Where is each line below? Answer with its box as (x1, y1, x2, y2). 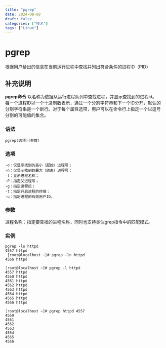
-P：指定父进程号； (5, 179, 40, 184)
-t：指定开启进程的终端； (5, 189, 50, 194)
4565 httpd (5, 296, 28, 301)
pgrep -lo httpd (5, 244, 39, 249)
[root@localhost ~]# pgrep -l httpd (5, 266, 81, 271)
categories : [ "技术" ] (5, 21, 48, 26)
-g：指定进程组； (5, 184, 36, 189)
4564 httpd (5, 292, 28, 297)
